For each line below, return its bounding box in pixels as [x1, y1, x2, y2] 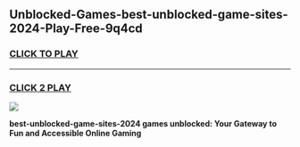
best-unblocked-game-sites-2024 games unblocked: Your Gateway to [9, 118, 278, 128]
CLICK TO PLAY [9, 48, 79, 61]
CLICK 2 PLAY [9, 81, 71, 94]
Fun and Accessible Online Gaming [9, 127, 142, 138]
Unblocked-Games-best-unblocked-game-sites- [9, 7, 288, 22]
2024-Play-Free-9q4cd [9, 21, 143, 37]
